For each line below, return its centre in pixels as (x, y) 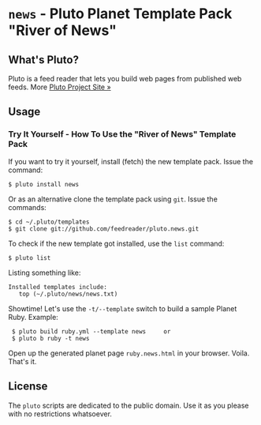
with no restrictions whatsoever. (60, 414)
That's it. (22, 361)
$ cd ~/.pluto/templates (49, 222)
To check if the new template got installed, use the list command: (116, 243)
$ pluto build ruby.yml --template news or (91, 331)
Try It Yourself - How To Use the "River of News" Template (122, 134)
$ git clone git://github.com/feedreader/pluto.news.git (104, 229)
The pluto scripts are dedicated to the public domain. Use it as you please (129, 405)
